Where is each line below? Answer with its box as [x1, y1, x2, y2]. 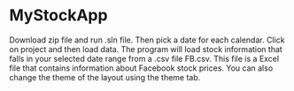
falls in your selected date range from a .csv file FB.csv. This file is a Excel [9, 53, 280, 64]
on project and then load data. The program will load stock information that [9, 43, 283, 54]
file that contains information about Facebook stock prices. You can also [9, 63, 274, 73]
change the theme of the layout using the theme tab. [9, 72, 201, 82]
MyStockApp [9, 5, 108, 26]
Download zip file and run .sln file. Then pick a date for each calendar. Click [9, 34, 285, 45]
